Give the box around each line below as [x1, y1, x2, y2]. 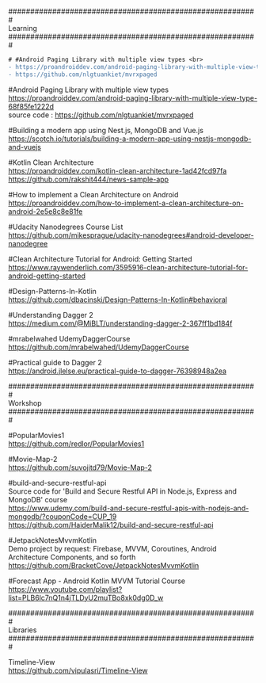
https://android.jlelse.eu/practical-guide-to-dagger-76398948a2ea [8, 366, 227, 376]
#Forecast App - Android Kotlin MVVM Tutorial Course [8, 576, 186, 586]
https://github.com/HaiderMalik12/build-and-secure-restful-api [8, 520, 214, 529]
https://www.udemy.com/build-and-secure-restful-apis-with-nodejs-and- [8, 503, 249, 513]
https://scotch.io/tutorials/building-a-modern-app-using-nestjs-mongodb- [8, 134, 252, 143]
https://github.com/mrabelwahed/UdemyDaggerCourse [8, 342, 190, 352]
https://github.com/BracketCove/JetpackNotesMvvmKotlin [8, 560, 199, 570]
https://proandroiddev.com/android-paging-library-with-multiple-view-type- [8, 93, 258, 102]
